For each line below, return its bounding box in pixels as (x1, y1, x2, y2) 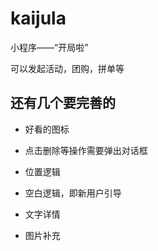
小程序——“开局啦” (10, 41, 89, 53)
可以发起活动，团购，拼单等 (10, 62, 125, 74)
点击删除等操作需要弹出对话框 (24, 144, 148, 156)
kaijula (10, 7, 67, 30)
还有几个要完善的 (10, 95, 116, 112)
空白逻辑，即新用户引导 (24, 187, 122, 199)
